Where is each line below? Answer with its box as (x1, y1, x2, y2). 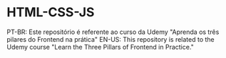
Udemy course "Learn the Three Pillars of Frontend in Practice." (6, 42, 194, 51)
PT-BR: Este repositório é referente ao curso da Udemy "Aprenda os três (6, 28, 220, 36)
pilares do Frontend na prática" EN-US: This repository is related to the (6, 35, 215, 43)
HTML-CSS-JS (6, 4, 95, 21)
